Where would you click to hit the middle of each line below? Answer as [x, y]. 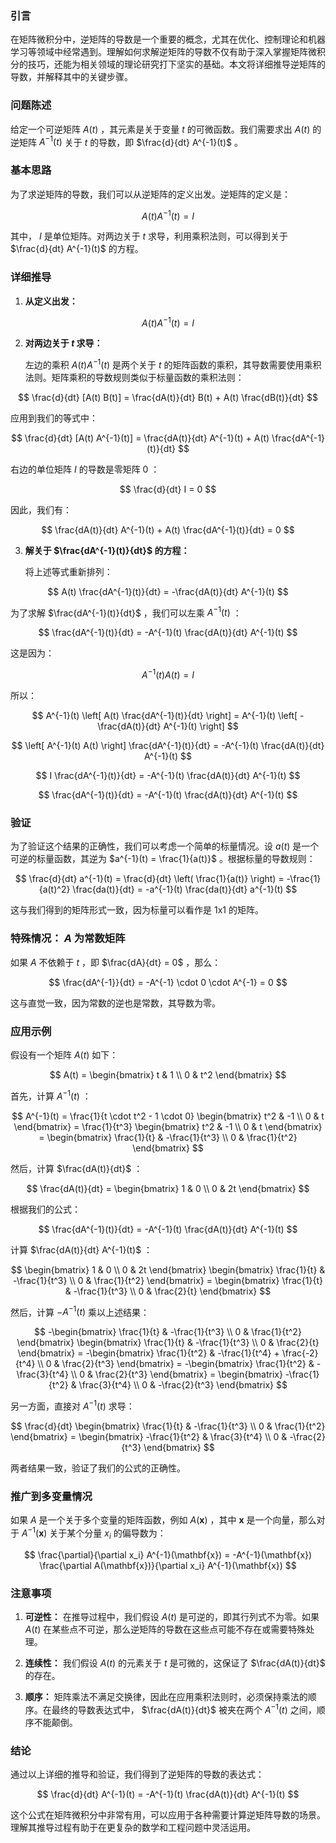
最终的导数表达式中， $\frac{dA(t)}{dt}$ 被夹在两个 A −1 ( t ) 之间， [184, 1709]
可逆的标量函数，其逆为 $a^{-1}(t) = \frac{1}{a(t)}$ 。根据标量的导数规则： [163, 859]
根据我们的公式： [45, 1209]
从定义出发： [51, 301]
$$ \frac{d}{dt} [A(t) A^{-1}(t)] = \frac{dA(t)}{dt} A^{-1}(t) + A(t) [140, 438]
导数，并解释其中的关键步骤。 [71, 77]
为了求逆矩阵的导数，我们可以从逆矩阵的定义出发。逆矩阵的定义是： [150, 194]
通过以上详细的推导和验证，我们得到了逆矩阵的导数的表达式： [137, 1774]
